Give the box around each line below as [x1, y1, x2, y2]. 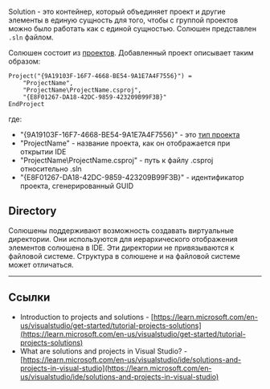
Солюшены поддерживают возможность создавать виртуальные [8, 225, 235, 235]
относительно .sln [19, 164, 82, 174]
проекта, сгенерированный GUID [19, 181, 134, 190]
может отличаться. [8, 260, 74, 269]
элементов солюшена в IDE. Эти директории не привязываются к [8, 243, 235, 252]
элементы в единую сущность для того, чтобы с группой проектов [8, 15, 239, 25]
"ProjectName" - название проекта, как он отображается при [19, 138, 231, 148]
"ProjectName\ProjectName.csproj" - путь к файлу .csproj [19, 156, 214, 165]
